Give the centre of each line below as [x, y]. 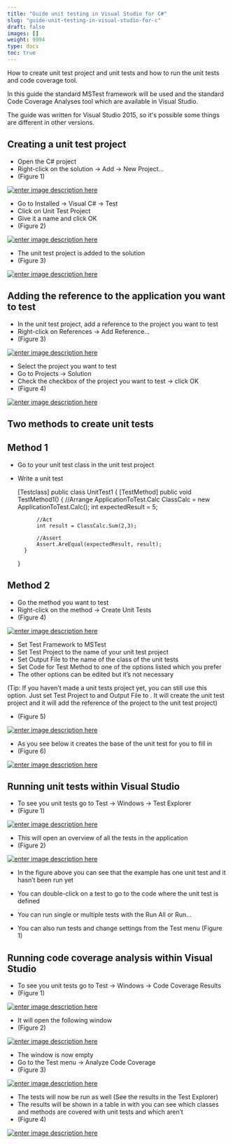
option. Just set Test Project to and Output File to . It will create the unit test [116, 695]
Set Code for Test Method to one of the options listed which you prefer [119, 666]
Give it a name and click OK [57, 218]
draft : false [26, 27]
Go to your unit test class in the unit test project [86, 464]
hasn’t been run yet [45, 880]
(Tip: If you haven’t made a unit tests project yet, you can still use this [107, 687]
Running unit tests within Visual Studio [94, 786]
